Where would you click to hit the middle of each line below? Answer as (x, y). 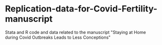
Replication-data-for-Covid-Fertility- (81, 9)
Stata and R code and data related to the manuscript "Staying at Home (75, 32)
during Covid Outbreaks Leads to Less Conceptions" (58, 37)
